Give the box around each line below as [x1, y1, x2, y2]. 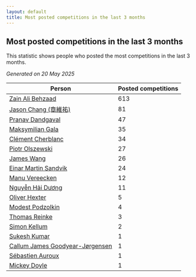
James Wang [9, 154, 46, 163]
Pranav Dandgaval [9, 115, 61, 124]
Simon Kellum [9, 223, 48, 231]
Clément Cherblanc [9, 135, 64, 144]
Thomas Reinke [9, 213, 53, 221]
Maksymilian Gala [9, 125, 59, 133]
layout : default [6, 8, 47, 15]
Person [50, 84, 72, 93]
